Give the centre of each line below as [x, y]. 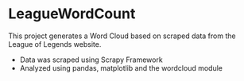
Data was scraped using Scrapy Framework [91, 60]
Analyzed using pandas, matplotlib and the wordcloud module [121, 67]
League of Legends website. [55, 44]
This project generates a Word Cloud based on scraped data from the [122, 36]
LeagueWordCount [72, 14]
